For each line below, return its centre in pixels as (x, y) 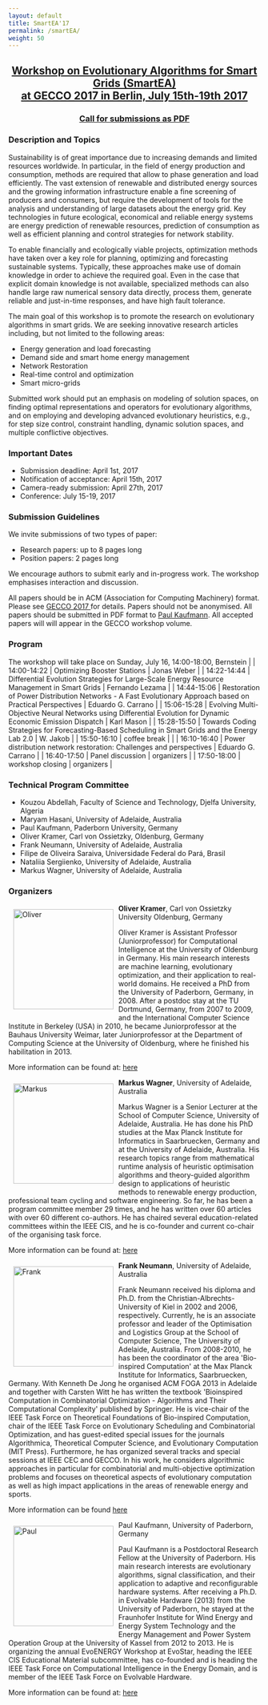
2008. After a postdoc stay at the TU (179, 1001)
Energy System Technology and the (177, 1626)
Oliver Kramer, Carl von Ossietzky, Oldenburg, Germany (112, 836)
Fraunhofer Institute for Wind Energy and (186, 1618)
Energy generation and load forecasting (85, 349)
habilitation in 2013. (40, 1052)
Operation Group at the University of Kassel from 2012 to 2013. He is (121, 1643)
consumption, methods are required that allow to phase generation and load (133, 174)
